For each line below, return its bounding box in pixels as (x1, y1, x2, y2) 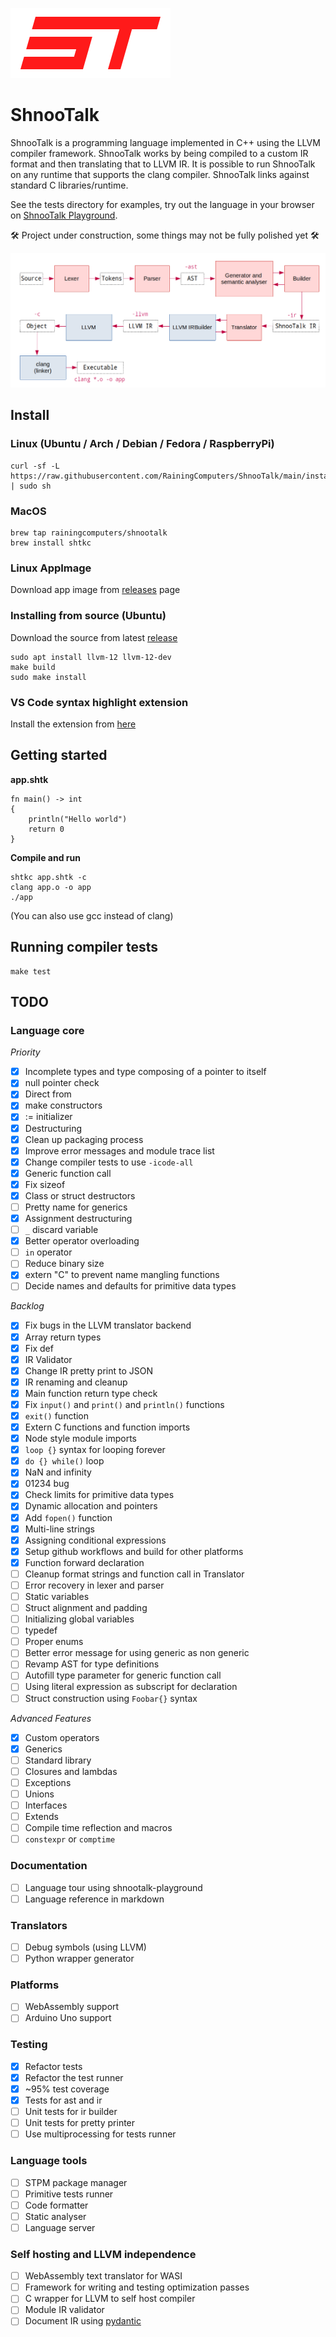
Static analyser (24, 2210, 87, 2222)
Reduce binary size (24, 1258, 105, 1270)
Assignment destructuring (24, 1213, 133, 1225)
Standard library (24, 1754, 92, 1766)
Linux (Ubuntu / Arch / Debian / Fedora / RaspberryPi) (10, 437, 275, 451)
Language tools (10, 2154, 88, 2168)
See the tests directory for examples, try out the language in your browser (10, 198, 315, 210)
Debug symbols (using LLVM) (24, 1941, 147, 1953)
